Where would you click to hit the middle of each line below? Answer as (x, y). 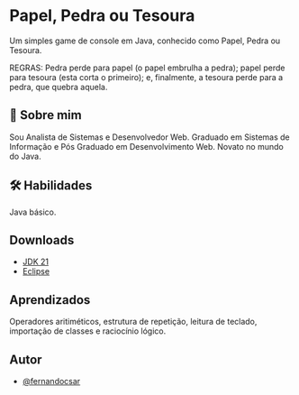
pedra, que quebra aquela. (59, 87)
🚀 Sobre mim (46, 115)
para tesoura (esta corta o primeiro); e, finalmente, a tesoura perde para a (146, 77)
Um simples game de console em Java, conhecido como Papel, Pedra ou (145, 41)
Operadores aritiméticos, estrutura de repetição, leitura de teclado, (133, 322)
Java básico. (33, 212)
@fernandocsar (51, 381)
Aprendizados (50, 300)
